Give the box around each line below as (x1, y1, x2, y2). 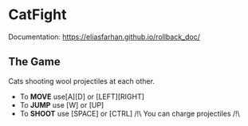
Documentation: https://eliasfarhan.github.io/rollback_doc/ (8, 32, 201, 41)
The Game (8, 55, 61, 69)
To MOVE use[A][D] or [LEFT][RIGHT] (19, 92, 145, 101)
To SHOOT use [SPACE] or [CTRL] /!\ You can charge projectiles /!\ (19, 108, 241, 118)
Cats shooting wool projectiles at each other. (8, 76, 155, 85)
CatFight (8, 6, 67, 24)
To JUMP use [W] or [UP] (19, 100, 104, 109)
